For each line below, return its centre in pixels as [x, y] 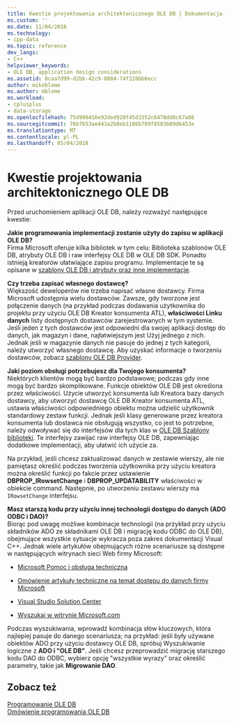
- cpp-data [23, 40]
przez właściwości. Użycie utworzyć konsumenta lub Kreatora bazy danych [116, 393]
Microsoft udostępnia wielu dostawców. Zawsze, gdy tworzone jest [104, 298]
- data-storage [29, 111]
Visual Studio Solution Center [59, 602]
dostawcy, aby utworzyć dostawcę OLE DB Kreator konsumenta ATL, [106, 401]
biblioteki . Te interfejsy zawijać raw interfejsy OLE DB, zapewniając [103, 438]
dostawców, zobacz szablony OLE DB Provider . [75, 358]
